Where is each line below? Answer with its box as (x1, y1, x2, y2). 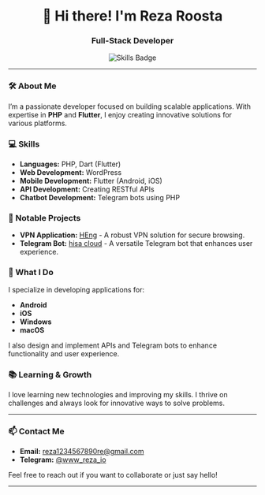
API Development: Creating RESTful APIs (19, 184, 155, 194)
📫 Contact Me (8, 426, 65, 437)
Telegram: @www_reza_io (19, 455, 106, 464)
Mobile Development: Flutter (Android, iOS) (19, 177, 163, 186)
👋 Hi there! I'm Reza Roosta (42, 7, 223, 25)
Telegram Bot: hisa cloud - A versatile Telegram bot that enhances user (19, 239, 253, 248)
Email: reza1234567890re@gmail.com (19, 447, 144, 456)
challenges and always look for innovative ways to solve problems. (8, 398, 226, 408)
